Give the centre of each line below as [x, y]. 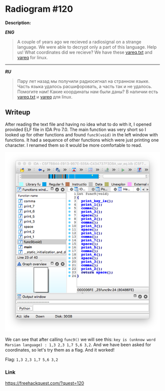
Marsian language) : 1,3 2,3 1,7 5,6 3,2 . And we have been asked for [78, 345]
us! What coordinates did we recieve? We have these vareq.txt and [85, 52]
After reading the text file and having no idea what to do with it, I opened [78, 124]
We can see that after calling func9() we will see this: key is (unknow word [80, 340]
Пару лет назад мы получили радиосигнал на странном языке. [83, 81]
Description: [18, 23]
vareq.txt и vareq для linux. [45, 97]
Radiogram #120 [39, 9]
